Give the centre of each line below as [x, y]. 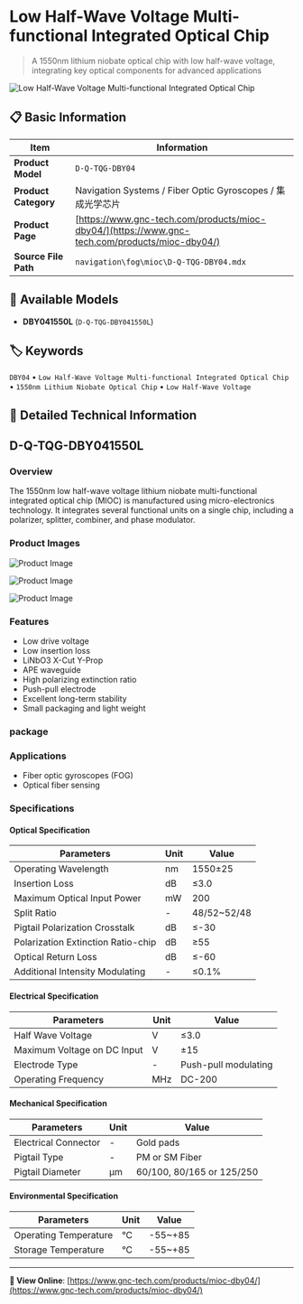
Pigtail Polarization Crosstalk [74, 927]
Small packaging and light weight [84, 708]
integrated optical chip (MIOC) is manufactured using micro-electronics [142, 501]
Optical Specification [50, 830]
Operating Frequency [59, 1079]
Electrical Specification [54, 996]
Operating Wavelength [61, 869]
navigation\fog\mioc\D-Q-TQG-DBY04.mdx [161, 262]
